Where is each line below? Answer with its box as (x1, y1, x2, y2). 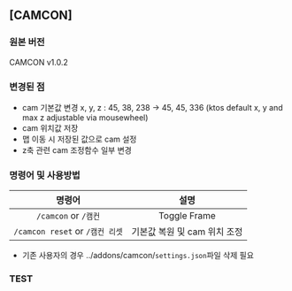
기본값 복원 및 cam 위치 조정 (131, 226, 243, 238)
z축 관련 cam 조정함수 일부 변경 (21, 144, 133, 155)
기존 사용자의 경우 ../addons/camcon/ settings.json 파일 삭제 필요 (21, 250, 255, 261)
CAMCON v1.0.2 (9, 57, 68, 67)
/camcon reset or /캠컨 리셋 (13, 226, 124, 238)
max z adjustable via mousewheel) (21, 111, 149, 123)
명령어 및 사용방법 (9, 169, 81, 181)
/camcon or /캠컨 (36, 210, 100, 222)
